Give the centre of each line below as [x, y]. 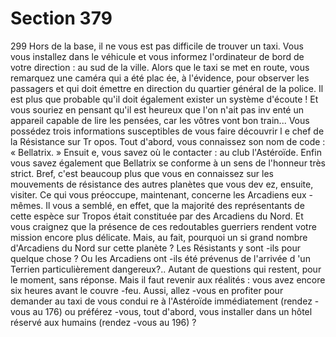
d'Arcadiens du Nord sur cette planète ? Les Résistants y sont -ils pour [155, 248]
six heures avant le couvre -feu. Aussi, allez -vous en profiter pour [147, 290]
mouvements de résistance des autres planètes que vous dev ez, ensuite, [162, 184]
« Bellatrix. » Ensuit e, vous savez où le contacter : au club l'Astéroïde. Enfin [166, 152]
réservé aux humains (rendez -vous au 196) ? [103, 322]
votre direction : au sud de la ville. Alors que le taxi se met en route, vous [160, 67]
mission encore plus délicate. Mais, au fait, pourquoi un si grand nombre [159, 237]
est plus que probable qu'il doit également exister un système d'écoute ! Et [164, 99]
